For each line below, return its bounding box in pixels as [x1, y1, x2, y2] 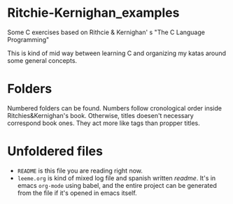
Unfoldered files [7, 143, 104, 159]
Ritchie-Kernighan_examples [7, 5, 180, 21]
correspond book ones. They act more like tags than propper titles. [7, 119, 201, 127]
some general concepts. [7, 56, 78, 64]
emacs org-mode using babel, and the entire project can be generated [17, 181, 217, 189]
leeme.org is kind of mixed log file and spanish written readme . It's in [17, 173, 216, 182]
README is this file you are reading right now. [17, 166, 143, 175]
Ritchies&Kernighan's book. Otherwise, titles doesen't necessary [7, 111, 194, 119]
